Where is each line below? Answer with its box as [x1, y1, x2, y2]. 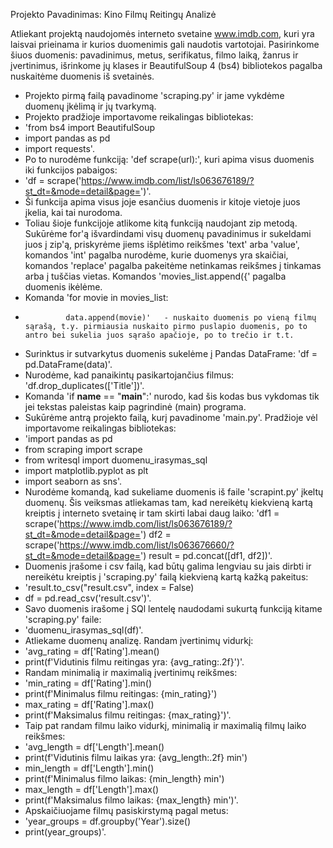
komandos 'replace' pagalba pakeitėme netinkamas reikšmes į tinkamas [24, 260, 322, 271]
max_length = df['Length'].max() [24, 784, 159, 795]
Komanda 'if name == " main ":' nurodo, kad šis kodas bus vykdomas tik [24, 390, 320, 402]
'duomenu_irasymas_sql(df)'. [24, 624, 144, 636]
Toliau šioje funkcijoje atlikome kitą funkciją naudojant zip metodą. [24, 217, 298, 229]
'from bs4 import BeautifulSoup [24, 122, 156, 133]
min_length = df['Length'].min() [24, 762, 155, 774]
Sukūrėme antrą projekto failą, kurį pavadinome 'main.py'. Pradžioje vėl [24, 412, 318, 423]
